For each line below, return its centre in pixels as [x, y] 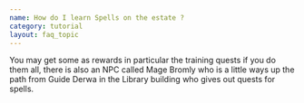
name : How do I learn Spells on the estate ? [97, 18]
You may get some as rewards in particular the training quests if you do [143, 61]
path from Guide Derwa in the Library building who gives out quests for [142, 80]
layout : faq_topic [44, 34]
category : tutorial [46, 26]
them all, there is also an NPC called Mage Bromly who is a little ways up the [152, 70]
